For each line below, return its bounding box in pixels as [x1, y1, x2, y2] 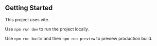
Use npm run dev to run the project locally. [5, 26, 89, 32]
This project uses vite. [5, 16, 50, 22]
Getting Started [5, 4, 53, 12]
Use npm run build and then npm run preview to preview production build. [5, 35, 153, 41]
